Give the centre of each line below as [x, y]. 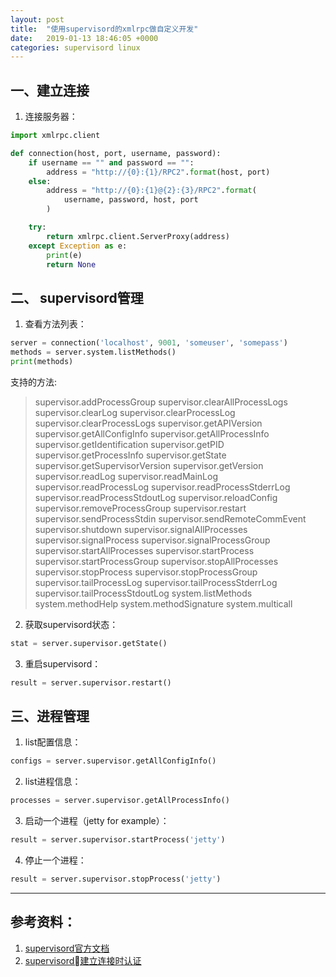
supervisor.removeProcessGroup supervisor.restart [140, 508]
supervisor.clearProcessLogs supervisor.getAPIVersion [148, 423]
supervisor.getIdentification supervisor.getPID [129, 444]
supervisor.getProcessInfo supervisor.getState [130, 455]
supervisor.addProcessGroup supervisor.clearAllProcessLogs [161, 402]
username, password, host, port [131, 200]
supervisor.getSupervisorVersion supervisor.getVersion [149, 465]
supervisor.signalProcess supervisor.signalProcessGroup [152, 540]
